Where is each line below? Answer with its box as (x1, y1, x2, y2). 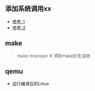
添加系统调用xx (5, 4, 51, 13)
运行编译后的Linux (12, 81, 49, 87)
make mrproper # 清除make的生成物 (17, 53, 91, 59)
